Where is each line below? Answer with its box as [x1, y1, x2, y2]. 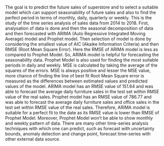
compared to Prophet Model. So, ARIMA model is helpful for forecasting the [5, 52, 159, 58]
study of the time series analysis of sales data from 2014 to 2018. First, [5, 20, 149, 26]
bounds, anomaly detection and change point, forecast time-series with [5, 131, 151, 137]
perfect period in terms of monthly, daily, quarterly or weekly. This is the [5, 15, 152, 20]
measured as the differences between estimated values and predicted [5, 78, 148, 84]
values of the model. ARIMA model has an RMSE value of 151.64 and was [5, 83, 154, 89]
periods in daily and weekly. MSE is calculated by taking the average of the [5, 62, 158, 68]
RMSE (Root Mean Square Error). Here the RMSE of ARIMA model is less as [5, 47, 158, 52]
